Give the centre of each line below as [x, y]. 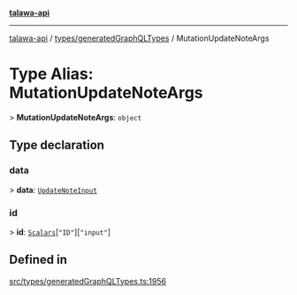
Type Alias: [52, 74]
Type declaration [57, 145]
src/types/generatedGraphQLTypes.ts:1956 [88, 281]
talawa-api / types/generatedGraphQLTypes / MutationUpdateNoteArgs [139, 38]
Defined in [38, 260]
